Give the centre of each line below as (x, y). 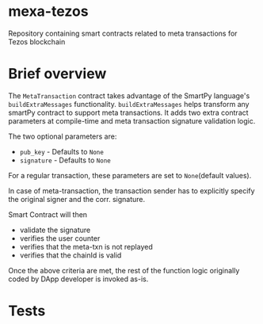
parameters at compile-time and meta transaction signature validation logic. (132, 120)
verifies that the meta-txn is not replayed (86, 246)
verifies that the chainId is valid (71, 255)
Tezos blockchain (37, 41)
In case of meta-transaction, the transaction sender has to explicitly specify (131, 191)
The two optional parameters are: (63, 136)
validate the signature (55, 230)
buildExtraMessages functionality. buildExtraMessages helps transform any (129, 104)
